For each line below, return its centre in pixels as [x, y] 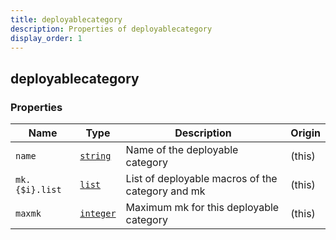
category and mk [165, 191]
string [95, 156]
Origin [305, 133]
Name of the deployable [182, 150]
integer [98, 214]
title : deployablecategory [66, 19]
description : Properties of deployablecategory [111, 29]
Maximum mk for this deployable [202, 208]
